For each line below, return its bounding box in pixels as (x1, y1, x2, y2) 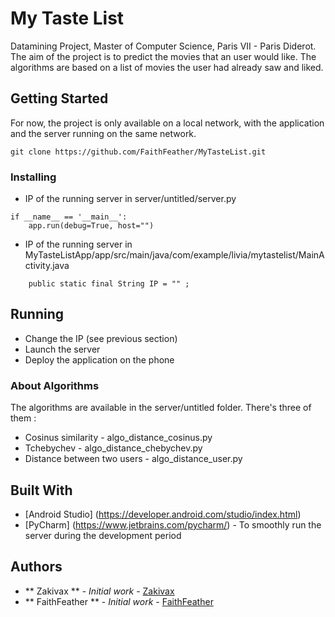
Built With (10, 482, 73, 499)
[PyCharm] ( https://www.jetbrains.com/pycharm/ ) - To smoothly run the (24, 518, 322, 531)
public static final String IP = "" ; (28, 279, 190, 289)
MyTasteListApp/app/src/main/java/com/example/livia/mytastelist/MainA (24, 249, 325, 261)
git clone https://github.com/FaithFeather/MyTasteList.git (10, 147, 267, 157)
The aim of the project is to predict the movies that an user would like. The (10, 50, 317, 62)
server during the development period (24, 529, 182, 541)
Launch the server (24, 343, 101, 355)
